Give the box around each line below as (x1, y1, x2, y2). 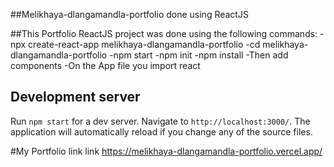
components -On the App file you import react (10, 60, 201, 71)
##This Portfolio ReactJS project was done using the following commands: (10, 28, 318, 39)
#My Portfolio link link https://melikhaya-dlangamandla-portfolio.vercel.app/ (10, 145, 323, 157)
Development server (10, 89, 141, 106)
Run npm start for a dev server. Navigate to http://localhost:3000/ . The (10, 115, 311, 127)
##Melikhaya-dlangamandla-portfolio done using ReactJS (10, 9, 249, 20)
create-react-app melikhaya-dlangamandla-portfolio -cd (28, 39, 261, 50)
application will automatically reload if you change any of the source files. (10, 125, 313, 138)
